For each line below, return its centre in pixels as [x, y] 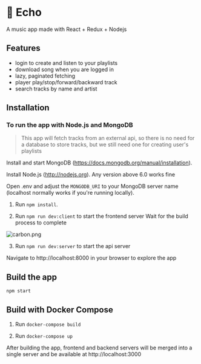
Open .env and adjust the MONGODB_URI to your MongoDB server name [92, 186]
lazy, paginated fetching [45, 76]
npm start [19, 291]
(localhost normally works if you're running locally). [70, 193]
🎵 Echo [24, 12]
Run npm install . [37, 204]
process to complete [41, 223]
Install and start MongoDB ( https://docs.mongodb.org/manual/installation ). [99, 163]
